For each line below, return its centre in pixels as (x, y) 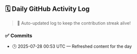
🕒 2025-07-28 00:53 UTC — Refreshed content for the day (72, 46)
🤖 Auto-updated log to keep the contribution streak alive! (74, 23)
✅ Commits (19, 35)
